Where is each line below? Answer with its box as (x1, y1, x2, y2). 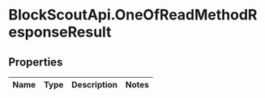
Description (71, 79, 118, 90)
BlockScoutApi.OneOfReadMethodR (8, 6, 258, 24)
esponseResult (8, 23, 112, 41)
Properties (8, 55, 63, 69)
